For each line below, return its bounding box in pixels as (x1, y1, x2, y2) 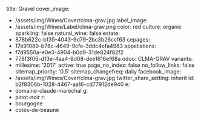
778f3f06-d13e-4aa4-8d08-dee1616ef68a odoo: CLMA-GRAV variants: (15, 55, 193, 62)
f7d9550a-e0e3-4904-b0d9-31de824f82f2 (15, 49, 124, 56)
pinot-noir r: (15, 93, 45, 101)
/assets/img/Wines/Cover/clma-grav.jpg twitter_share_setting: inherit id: (15, 75, 195, 81)
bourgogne (15, 100, 44, 107)
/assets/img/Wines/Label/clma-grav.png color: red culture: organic (15, 23, 182, 30)
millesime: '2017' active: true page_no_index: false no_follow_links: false (15, 61, 195, 69)
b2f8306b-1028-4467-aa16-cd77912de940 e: (15, 81, 130, 88)
